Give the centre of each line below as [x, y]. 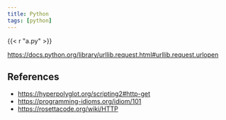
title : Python [28, 14]
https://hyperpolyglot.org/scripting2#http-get [84, 94]
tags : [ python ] [30, 21]
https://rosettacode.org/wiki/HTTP [68, 109]
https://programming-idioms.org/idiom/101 [79, 102]
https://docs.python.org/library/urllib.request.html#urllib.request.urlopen [113, 55]
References [33, 76]
